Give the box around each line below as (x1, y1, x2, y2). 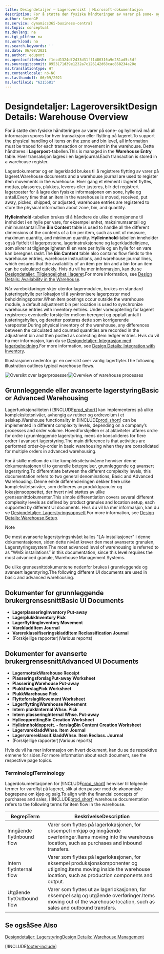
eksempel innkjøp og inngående (47, 827, 121, 834)
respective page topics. (5, 758, 53, 763)
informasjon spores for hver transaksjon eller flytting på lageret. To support (5, 132, 155, 138)
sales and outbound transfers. (47, 905, 116, 911)
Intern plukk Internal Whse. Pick (12, 707, 78, 712)
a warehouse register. (5, 158, 49, 164)
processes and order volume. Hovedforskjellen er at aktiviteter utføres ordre (5, 428, 158, 434)
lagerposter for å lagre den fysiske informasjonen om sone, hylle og (5, 189, 142, 195)
